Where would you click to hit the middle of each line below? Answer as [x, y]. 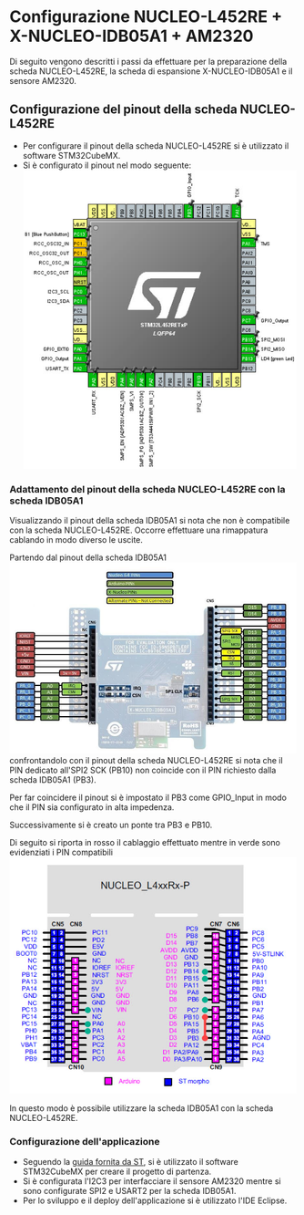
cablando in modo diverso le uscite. [76, 540]
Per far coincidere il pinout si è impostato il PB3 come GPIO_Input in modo [148, 797]
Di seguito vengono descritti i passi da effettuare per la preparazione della [148, 61]
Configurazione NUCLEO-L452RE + [146, 17]
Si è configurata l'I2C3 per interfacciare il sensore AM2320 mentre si [152, 1181]
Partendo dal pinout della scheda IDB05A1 [88, 557]
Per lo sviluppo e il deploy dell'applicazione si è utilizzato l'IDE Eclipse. [155, 1200]
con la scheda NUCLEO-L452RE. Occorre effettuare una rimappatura [139, 530]
